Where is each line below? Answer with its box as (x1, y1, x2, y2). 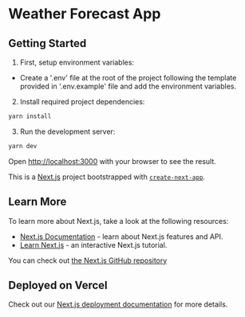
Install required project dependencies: (19, 97, 145, 106)
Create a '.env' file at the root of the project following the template (19, 73, 237, 82)
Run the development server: (19, 127, 116, 136)
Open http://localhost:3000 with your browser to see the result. (8, 156, 217, 166)
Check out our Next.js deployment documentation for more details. (8, 299, 228, 309)
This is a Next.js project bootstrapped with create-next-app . (8, 172, 206, 182)
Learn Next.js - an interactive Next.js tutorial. (19, 240, 168, 249)
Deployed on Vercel (8, 278, 108, 292)
